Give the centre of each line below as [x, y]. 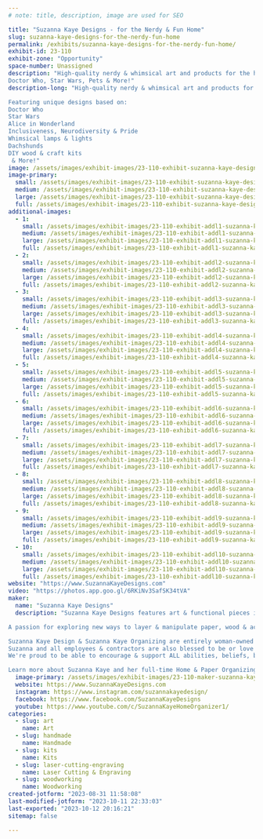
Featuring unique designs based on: [68, 102]
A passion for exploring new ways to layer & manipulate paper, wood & [127, 627]
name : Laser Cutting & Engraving [77, 772]
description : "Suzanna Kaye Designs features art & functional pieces [133, 613]
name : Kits [40, 757]
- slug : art [35, 721]
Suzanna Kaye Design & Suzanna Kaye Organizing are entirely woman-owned [131, 641]
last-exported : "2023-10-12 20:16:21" [71, 808]
